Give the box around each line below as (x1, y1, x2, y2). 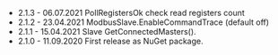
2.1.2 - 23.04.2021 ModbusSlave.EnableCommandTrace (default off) (17, 17, 270, 27)
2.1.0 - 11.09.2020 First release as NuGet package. (17, 35, 204, 46)
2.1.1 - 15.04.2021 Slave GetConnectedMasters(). (17, 27, 196, 36)
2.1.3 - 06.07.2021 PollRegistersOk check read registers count (17, 8, 245, 18)
